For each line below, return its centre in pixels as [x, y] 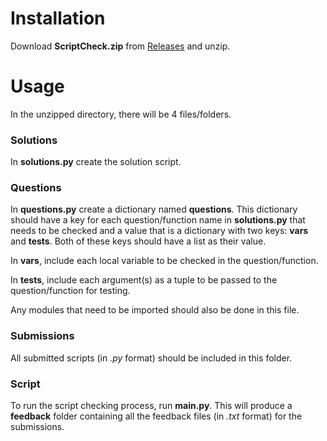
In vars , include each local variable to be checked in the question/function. [164, 261]
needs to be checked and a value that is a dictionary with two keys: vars [159, 231]
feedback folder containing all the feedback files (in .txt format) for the [156, 416]
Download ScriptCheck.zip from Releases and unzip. [120, 46]
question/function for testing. [70, 291]
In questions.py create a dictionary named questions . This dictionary [154, 209]
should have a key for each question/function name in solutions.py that [158, 220]
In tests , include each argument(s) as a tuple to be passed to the [144, 280]
